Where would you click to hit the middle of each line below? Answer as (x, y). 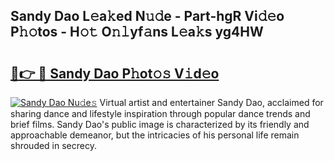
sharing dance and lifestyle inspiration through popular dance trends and (160, 113)
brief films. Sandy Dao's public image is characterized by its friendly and (160, 124)
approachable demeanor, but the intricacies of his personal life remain (155, 135)
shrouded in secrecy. (53, 145)
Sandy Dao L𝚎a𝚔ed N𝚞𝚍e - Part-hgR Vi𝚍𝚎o (147, 16)
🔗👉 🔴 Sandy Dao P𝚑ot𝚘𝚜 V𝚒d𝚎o (115, 73)
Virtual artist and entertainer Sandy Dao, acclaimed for (211, 102)
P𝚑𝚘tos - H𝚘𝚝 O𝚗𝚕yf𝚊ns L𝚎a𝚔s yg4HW (137, 32)
